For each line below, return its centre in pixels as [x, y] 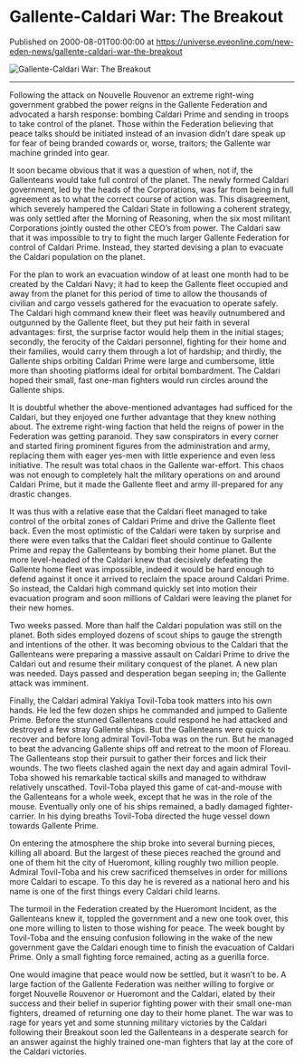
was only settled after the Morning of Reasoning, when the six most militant [150, 218]
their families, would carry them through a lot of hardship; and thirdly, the [146, 351]
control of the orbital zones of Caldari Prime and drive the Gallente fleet [142, 521]
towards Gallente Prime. [54, 825]
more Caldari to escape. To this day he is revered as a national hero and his [150, 881]
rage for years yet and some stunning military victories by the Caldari [138, 1022]
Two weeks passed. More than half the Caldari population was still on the [146, 625]
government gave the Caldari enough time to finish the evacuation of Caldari [152, 947]
